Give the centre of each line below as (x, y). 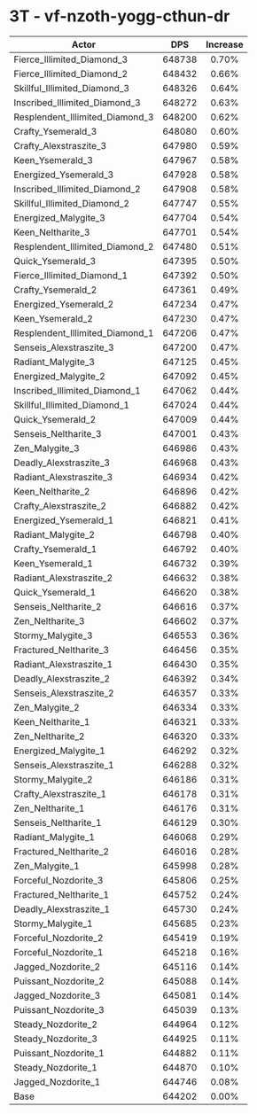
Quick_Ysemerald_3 (55, 261)
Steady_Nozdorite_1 (55, 1067)
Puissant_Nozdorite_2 (59, 981)
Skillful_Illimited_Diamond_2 (72, 203)
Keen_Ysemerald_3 (53, 160)
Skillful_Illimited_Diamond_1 (72, 405)
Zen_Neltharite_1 (49, 808)
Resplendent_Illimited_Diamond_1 (84, 332)
